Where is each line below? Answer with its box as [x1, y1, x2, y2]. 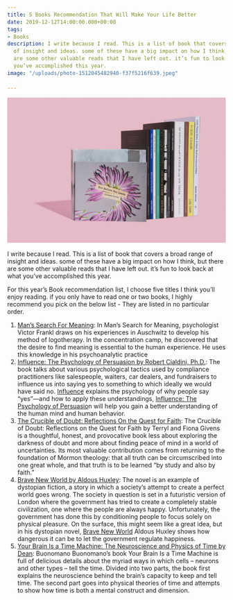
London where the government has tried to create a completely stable [17, 498, 217, 506]
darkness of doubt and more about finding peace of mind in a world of [17, 439, 218, 447]
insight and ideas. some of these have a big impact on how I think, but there [7, 257, 224, 266]
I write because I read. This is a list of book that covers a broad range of [7, 250, 213, 258]
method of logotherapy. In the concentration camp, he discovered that [17, 336, 218, 344]
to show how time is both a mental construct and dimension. [17, 586, 190, 594]
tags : [7, 26, 23, 33]
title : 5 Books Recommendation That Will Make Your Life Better [7, 11, 197, 18]
